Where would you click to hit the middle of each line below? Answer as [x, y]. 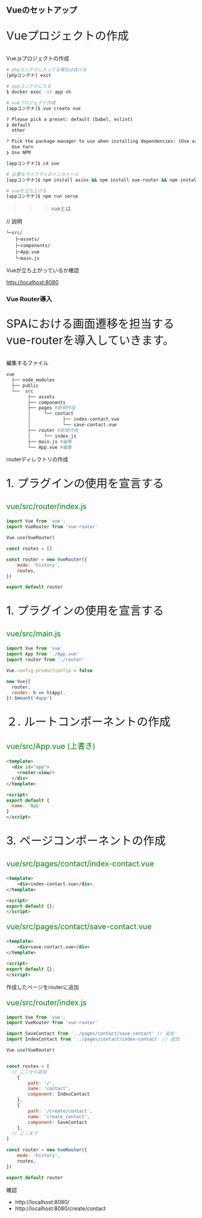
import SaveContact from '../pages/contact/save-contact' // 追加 [90, 1034]
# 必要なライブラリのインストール [43, 174]
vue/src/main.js [34, 634]
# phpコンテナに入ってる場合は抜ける [47, 70]
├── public [25, 386]
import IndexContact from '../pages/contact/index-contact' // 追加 [93, 1039]
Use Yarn [23, 147]
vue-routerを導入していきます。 [90, 340]
